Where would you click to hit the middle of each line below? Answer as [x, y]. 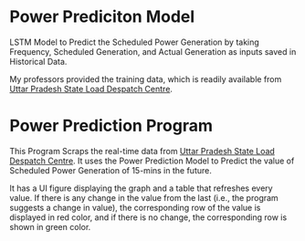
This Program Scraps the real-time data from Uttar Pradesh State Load [142, 151]
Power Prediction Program [111, 126]
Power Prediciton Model [102, 17]
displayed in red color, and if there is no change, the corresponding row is [148, 217]
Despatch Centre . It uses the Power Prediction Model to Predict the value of [152, 161]
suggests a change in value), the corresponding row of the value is [135, 207]
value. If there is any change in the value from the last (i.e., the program [144, 197]
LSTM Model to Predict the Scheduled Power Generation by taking [135, 42]
